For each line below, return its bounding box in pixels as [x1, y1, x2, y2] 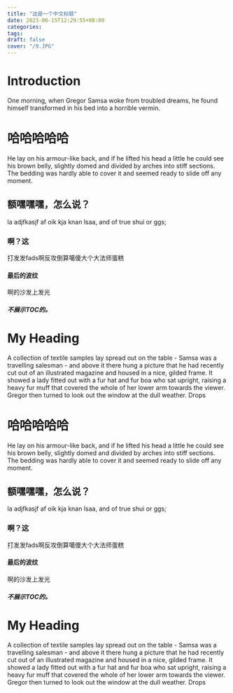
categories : [7, 23, 42, 30]
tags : [7, 29, 23, 37]
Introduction [7, 73, 81, 89]
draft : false [7, 36, 45, 43]
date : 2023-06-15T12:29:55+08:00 [7, 17, 105, 24]
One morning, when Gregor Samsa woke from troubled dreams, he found [7, 96, 218, 105]
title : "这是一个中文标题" [7, 10, 78, 18]
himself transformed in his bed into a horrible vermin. [7, 103, 161, 112]
